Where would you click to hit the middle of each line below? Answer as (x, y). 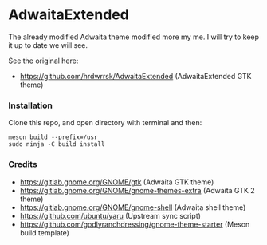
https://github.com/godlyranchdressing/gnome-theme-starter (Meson (135, 224)
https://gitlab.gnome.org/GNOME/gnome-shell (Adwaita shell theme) (133, 207)
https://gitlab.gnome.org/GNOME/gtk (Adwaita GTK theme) (117, 182)
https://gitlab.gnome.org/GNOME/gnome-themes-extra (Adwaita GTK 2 (137, 190)
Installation (31, 105)
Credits (23, 164)
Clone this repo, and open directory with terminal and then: (105, 123)
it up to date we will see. (48, 45)
